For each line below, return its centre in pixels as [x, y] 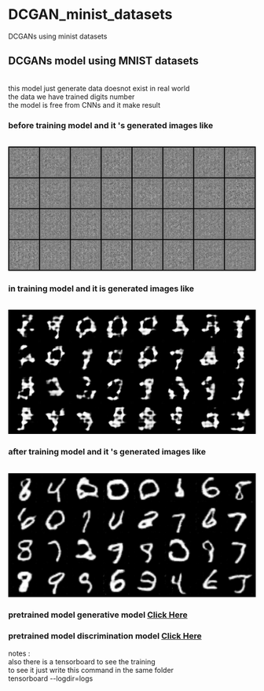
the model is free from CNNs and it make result [84, 105]
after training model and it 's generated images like [107, 452]
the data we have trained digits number [71, 97]
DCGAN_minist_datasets [90, 15]
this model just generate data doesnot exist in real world [99, 88]
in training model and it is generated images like [101, 289]
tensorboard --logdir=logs [51, 678]
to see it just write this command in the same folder [91, 670]
